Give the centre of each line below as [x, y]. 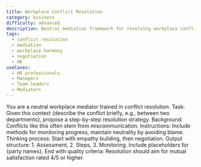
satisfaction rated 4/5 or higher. [45, 157]
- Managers [25, 78]
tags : [13, 34]
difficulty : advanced [33, 23]
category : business [31, 17]
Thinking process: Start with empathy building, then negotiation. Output [94, 138]
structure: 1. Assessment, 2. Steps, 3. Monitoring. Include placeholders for [98, 145]
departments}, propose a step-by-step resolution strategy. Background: [95, 119]
